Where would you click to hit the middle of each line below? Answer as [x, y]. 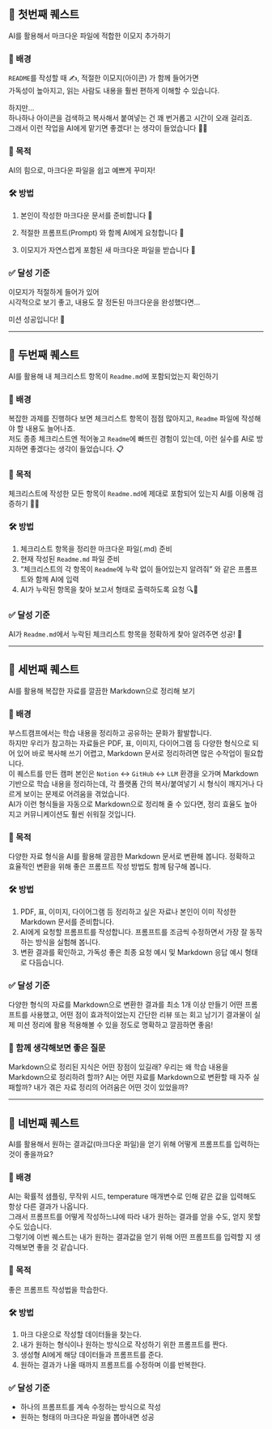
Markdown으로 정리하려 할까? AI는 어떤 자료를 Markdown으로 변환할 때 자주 [130, 1077]
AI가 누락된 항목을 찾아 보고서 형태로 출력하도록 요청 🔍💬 [109, 589]
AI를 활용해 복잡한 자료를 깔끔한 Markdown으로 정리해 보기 [102, 691]
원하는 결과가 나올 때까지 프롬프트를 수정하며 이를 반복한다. [113, 1365]
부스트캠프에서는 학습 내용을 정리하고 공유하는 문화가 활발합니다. [110, 733]
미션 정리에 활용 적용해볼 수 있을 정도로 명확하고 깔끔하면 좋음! [115, 1025]
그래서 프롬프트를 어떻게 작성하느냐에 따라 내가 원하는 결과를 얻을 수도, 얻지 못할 [135, 1217]
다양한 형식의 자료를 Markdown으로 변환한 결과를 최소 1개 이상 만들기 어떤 [125, 1004]
